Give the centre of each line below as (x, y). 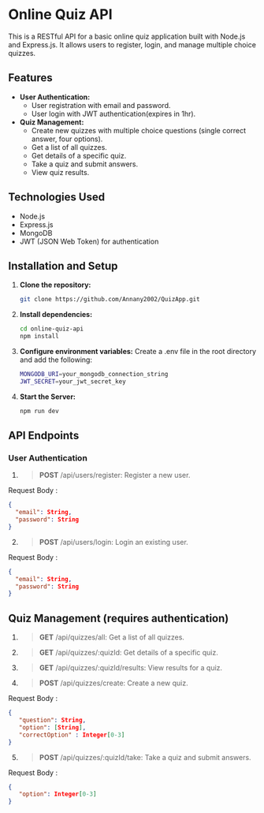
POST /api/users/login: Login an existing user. (114, 542)
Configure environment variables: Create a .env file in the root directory (138, 351)
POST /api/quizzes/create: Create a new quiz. (113, 683)
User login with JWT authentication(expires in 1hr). (113, 114)
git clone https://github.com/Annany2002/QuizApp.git (110, 300)
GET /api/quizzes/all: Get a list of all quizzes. (112, 637)
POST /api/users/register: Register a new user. (115, 475)
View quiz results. (60, 172)
